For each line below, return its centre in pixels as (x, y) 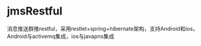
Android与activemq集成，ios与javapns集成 (61, 36)
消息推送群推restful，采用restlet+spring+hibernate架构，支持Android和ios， (103, 28)
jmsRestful (35, 11)
